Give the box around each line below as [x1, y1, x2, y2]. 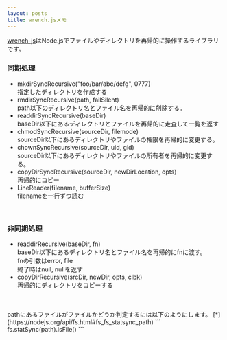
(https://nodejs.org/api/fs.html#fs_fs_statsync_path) [7, 318, 154, 326]
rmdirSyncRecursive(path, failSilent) [16, 95, 119, 104]
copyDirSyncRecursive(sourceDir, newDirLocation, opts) [16, 168, 177, 176]
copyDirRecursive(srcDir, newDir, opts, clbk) [16, 273, 143, 282]
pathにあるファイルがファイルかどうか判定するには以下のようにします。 [7, 310, 212, 319]
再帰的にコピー [16, 176, 60, 184]
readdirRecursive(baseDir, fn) [16, 240, 101, 248]
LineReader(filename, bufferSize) [16, 183, 111, 192]
